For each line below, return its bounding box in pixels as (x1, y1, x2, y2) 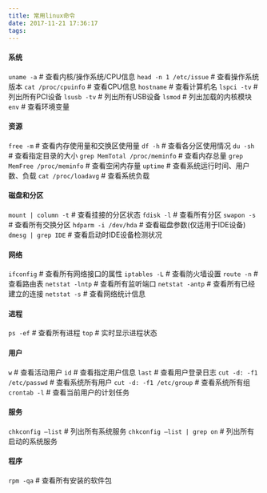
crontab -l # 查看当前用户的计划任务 (8, 387, 130, 397)
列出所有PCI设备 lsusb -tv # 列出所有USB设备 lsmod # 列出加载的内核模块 (8, 91, 253, 101)
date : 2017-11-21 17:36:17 (8, 19, 98, 27)
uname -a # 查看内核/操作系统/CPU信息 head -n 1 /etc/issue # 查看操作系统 (8, 71, 260, 81)
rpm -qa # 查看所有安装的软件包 (8, 475, 112, 485)
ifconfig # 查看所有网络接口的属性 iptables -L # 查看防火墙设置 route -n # (8, 269, 258, 279)
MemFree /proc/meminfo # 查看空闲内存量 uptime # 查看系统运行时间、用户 (8, 161, 250, 170)
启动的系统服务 (8, 436, 58, 446)
